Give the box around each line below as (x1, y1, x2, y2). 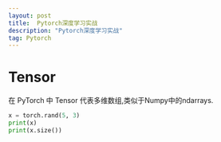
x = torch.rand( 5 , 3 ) (8, 112, 81, 120)
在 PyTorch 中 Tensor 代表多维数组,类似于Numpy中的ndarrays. (8, 96, 214, 105)
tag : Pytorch (8, 34, 52, 42)
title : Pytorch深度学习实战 (8, 19, 98, 27)
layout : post (8, 11, 52, 20)
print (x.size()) (8, 126, 62, 134)
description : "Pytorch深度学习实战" (8, 26, 123, 34)
